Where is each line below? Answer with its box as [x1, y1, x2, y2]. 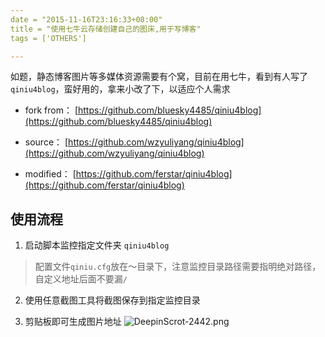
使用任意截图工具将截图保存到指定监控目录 [24, 294, 201, 306]
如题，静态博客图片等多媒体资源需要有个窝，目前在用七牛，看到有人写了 [10, 71, 308, 83]
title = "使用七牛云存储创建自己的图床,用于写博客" [10, 24, 202, 34]
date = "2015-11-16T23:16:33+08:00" [10, 14, 163, 25]
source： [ [24, 136, 69, 148]
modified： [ [24, 168, 77, 180]
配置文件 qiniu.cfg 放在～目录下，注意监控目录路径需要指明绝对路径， [34, 261, 322, 273]
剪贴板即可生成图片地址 [24, 316, 122, 328]
